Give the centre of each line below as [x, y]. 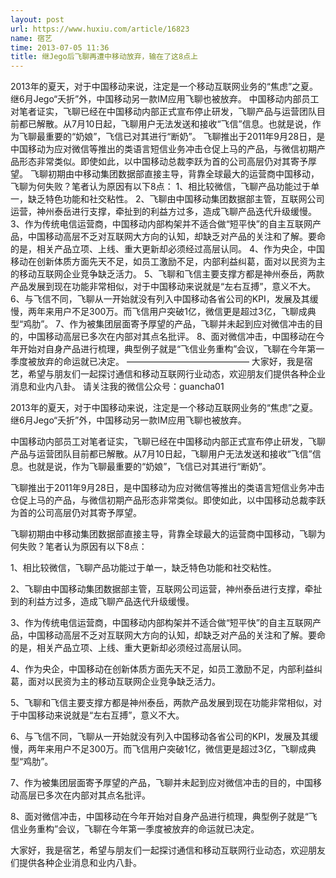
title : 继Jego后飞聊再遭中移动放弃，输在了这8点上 [104, 57]
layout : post [37, 19]
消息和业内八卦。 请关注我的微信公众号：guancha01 [117, 387]
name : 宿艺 [31, 38]
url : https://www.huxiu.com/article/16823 [100, 29]
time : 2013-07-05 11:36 [60, 47]
